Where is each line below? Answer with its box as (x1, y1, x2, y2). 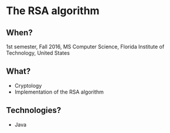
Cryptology (14, 82, 42, 89)
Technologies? (6, 105, 62, 115)
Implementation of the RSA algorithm (14, 88, 104, 95)
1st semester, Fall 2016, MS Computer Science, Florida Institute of (6, 43, 165, 50)
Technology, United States (6, 49, 70, 56)
